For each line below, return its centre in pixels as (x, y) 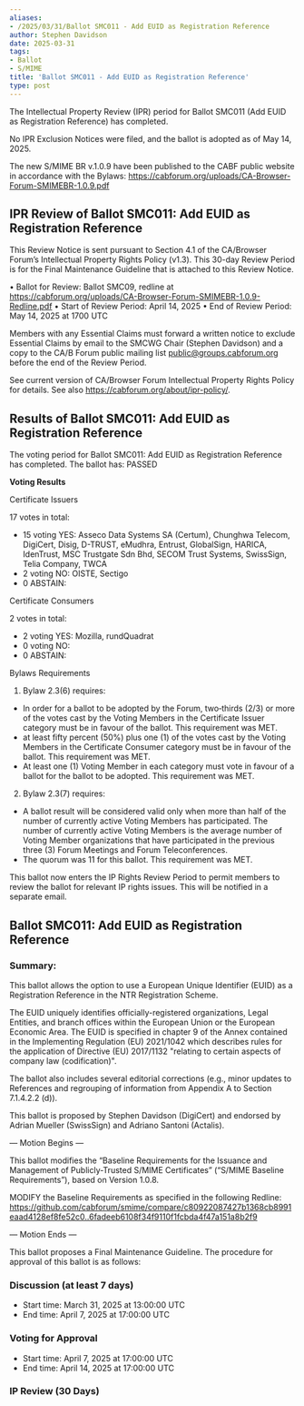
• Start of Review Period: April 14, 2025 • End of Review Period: (173, 307)
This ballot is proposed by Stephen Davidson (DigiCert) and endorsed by (145, 1115)
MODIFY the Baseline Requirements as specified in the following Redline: (146, 1197)
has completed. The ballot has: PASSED (83, 464)
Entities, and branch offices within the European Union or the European (142, 1022)
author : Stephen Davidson (58, 35)
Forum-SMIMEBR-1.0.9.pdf (59, 185)
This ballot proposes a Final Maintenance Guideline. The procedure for (142, 1251)
